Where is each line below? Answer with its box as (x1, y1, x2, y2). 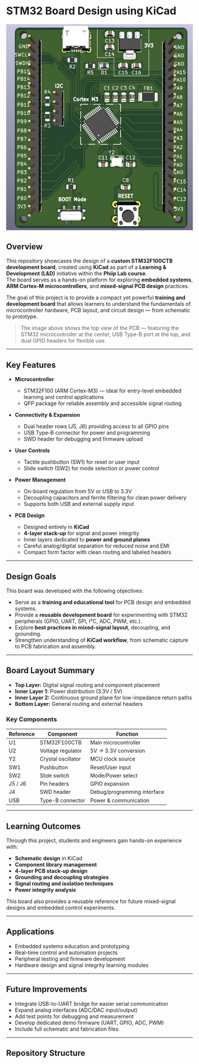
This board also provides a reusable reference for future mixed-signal (6, 898, 176, 905)
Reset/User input (89, 764, 131, 771)
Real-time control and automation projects (14, 949, 118, 956)
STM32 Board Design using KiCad (6, 4, 176, 18)
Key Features (6, 360, 56, 370)
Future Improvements (6, 984, 88, 995)
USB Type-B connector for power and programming (23, 429, 150, 436)
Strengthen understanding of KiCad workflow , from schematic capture (14, 636, 188, 644)
